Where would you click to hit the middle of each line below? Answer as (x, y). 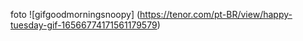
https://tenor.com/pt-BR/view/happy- (216, 14)
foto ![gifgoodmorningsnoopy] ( (75, 14)
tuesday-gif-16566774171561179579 (84, 25)
